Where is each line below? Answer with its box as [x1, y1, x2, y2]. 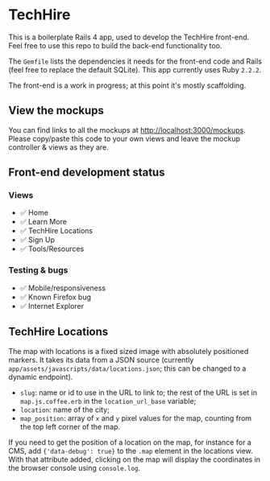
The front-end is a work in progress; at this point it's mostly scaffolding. [8, 80, 247, 90]
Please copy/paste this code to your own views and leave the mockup [8, 134, 240, 143]
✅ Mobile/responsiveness [19, 283, 106, 293]
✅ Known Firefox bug [19, 292, 91, 302]
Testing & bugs [8, 265, 69, 276]
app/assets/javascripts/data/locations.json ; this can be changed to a [8, 364, 247, 373]
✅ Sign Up [19, 235, 55, 245]
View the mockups [8, 104, 105, 117]
